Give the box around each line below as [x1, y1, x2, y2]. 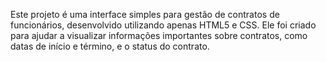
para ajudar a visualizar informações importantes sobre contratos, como [10, 30, 308, 41]
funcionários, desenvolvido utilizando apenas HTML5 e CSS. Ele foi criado [10, 19, 317, 31]
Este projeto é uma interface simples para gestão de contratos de [10, 9, 280, 20]
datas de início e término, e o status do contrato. [10, 40, 210, 52]
